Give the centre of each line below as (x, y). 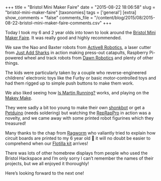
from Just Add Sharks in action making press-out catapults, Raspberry (77, 52)
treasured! (16, 123)
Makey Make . (19, 98)
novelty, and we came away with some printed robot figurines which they (80, 118)
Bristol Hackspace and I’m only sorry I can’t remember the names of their (79, 158)
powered (14, 58)
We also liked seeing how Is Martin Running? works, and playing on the (77, 93)
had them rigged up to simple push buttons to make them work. (69, 83)
